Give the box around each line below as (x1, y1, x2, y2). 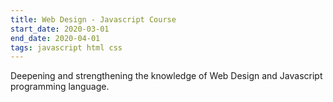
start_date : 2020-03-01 (10, 24, 110, 34)
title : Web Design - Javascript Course (10, 14, 177, 25)
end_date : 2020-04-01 (10, 33, 101, 43)
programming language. (10, 81, 110, 93)
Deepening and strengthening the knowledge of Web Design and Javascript (10, 70, 323, 82)
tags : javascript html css (10, 42, 123, 53)
